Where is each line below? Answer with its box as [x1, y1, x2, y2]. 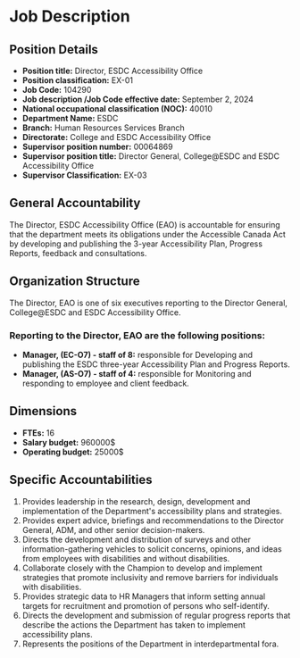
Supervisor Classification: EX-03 [21, 170, 147, 180]
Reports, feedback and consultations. [9, 247, 147, 258]
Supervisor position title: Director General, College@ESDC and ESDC [21, 151, 279, 162]
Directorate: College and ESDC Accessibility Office [21, 132, 212, 142]
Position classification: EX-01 [21, 75, 134, 86]
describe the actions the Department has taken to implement [21, 619, 246, 630]
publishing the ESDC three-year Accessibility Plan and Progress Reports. [21, 359, 290, 370]
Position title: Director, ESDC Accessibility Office [21, 65, 204, 76]
